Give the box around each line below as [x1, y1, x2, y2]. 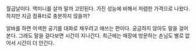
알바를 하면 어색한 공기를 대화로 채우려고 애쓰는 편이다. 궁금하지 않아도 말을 [6, 25, 178, 32]
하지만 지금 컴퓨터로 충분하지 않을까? [6, 12, 90, 19]
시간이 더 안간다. [16, 40, 54, 46]
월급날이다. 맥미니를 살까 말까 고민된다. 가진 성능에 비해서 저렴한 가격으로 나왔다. [6, 5, 190, 12]
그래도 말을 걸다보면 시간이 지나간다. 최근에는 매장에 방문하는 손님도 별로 [18, 32, 184, 39]
